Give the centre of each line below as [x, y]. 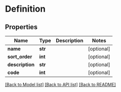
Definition [25, 9]
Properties [21, 27]
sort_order [20, 57]
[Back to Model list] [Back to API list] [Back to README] [60, 84]
